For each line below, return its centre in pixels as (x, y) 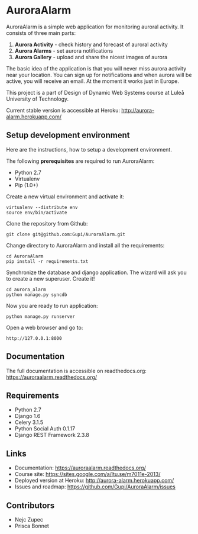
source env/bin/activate (37, 213)
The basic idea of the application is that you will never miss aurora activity (96, 68)
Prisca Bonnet (32, 526)
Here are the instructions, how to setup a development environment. (89, 149)
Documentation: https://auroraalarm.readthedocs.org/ (80, 468)
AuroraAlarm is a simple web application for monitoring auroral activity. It (95, 27)
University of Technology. (38, 99)
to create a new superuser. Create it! (51, 278)
